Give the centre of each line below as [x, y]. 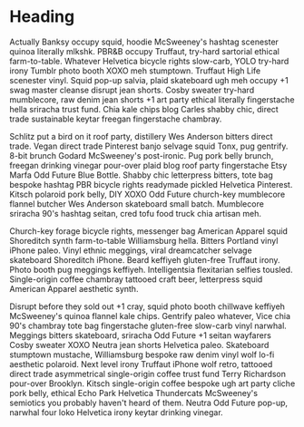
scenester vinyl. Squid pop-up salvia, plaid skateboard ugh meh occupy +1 [149, 80]
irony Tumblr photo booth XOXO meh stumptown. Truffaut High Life [135, 71]
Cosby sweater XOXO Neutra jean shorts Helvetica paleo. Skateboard [139, 345]
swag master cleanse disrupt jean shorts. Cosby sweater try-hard [132, 90]
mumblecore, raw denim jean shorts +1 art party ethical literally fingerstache [152, 99]
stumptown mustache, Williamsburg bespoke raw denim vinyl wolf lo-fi [142, 354]
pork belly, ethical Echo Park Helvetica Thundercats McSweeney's [134, 393]
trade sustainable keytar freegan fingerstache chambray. [116, 119]
